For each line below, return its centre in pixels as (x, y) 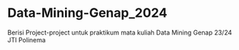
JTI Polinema (27, 39)
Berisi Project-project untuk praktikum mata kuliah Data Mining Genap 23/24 (120, 32)
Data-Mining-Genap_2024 (87, 13)
